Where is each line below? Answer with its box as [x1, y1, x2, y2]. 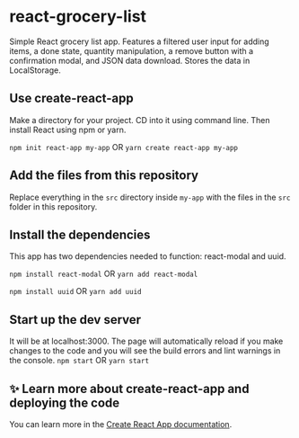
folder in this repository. [9, 201, 98, 212]
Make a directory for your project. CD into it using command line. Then [9, 114, 270, 125]
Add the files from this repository [9, 168, 199, 183]
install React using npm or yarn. [9, 124, 127, 135]
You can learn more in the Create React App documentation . [9, 419, 233, 429]
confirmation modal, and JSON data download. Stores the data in [9, 55, 251, 66]
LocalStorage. [9, 65, 61, 76]
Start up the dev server [9, 312, 142, 327]
